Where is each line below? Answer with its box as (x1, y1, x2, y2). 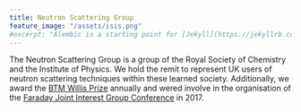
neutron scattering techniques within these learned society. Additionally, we (9, 73, 289, 84)
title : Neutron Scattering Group (9, 13, 134, 22)
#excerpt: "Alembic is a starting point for (9, 30, 178, 39)
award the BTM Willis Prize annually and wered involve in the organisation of (9, 82, 291, 94)
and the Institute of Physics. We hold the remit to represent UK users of (9, 64, 272, 74)
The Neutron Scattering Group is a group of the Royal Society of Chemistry (9, 55, 287, 65)
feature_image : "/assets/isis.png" (9, 22, 142, 30)
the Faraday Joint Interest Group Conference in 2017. (9, 92, 204, 103)
